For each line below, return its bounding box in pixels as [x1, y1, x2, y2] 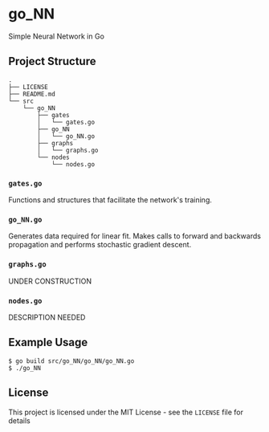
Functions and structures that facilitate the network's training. [8, 195, 213, 205]
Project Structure [8, 55, 96, 68]
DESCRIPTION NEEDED [8, 312, 86, 322]
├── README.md [8, 90, 56, 98]
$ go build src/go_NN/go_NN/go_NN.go [8, 357, 135, 365]
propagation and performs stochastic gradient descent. [8, 240, 192, 250]
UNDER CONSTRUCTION [8, 276, 92, 286]
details [8, 415, 31, 426]
